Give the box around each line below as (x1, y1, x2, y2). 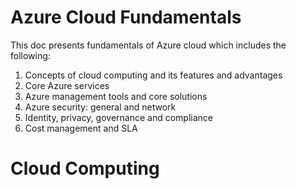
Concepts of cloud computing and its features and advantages (24, 69, 283, 81)
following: (10, 49, 51, 61)
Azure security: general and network (24, 101, 177, 113)
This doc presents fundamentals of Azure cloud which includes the (10, 39, 287, 51)
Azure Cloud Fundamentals (10, 6, 242, 29)
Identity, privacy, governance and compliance (24, 111, 213, 123)
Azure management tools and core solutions (24, 90, 208, 102)
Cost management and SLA (24, 122, 138, 134)
